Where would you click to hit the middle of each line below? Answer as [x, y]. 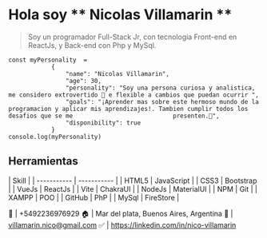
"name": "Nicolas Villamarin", [118, 73]
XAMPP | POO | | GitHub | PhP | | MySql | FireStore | [94, 197]
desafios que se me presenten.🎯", [114, 116]
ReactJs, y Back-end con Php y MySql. [92, 45]
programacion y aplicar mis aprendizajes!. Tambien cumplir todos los [128, 109]
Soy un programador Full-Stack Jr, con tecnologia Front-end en [132, 37]
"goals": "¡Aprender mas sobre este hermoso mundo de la [162, 101]
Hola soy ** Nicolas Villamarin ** [120, 15]
